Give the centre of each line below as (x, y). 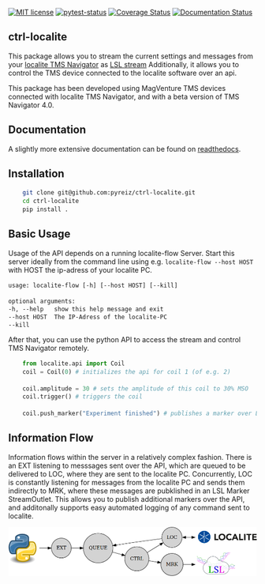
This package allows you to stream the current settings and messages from (131, 56)
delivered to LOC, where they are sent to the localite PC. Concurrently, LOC (130, 473)
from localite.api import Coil (74, 364)
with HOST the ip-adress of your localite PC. (80, 269)
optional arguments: (42, 301)
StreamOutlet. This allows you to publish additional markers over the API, (127, 499)
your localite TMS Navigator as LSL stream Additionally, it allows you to (123, 64)
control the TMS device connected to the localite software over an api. (123, 73)
